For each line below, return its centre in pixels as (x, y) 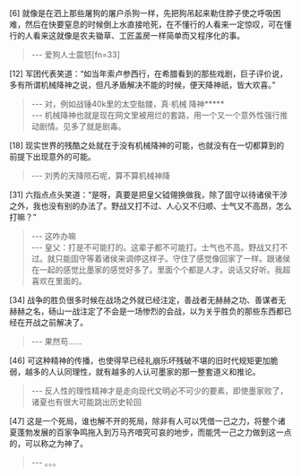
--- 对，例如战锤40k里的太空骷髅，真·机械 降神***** (128, 104)
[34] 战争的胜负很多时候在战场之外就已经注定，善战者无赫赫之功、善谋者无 (148, 300)
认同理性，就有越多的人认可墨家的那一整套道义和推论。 (158, 372)
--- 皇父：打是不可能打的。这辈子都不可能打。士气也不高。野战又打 (155, 247)
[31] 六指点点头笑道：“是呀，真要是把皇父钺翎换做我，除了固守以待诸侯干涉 (149, 195)
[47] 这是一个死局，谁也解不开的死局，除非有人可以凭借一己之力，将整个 (144, 421)
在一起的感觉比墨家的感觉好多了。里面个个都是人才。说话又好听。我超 (161, 270)
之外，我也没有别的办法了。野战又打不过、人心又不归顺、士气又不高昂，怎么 (150, 206)
